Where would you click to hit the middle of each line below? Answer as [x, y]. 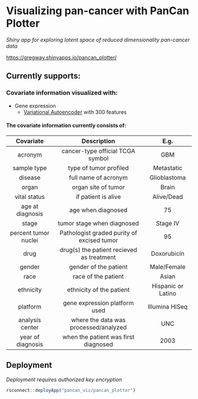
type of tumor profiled [98, 168]
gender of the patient [98, 267]
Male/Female [168, 267]
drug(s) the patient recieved [98, 250]
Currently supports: [43, 76]
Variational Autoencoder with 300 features [75, 112]
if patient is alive [98, 197]
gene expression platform [98, 303]
